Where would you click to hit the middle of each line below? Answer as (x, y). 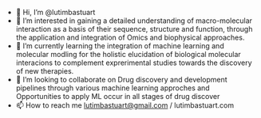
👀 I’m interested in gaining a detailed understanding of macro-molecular (134, 21)
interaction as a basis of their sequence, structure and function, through (134, 29)
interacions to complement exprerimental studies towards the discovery (134, 63)
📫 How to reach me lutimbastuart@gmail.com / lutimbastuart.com (125, 105)
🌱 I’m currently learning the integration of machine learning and (120, 46)
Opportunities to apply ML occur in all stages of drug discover (118, 96)
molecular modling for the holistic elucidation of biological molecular (128, 54)
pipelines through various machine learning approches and (113, 88)
